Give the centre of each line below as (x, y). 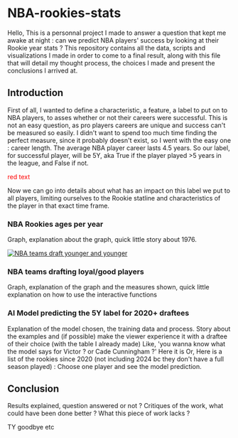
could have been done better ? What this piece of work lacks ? (99, 413)
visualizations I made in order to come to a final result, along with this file (114, 55)
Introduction (36, 93)
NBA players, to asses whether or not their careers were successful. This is (118, 117)
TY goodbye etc (31, 427)
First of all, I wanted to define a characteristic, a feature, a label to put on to (118, 110)
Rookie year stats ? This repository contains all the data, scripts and (107, 48)
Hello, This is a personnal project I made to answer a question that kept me (117, 33)
